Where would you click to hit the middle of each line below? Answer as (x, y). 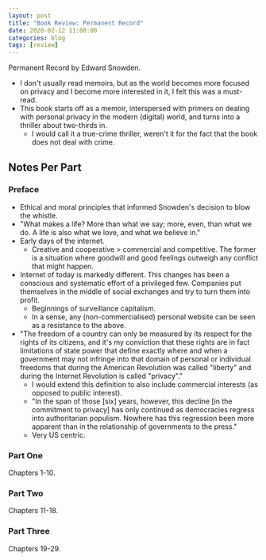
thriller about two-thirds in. (63, 126)
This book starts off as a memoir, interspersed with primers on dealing (135, 109)
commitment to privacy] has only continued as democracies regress (143, 409)
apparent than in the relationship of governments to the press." (134, 427)
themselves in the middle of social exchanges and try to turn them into (135, 292)
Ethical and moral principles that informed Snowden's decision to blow (135, 207)
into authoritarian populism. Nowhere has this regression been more (143, 418)
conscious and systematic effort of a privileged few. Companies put (131, 283)
